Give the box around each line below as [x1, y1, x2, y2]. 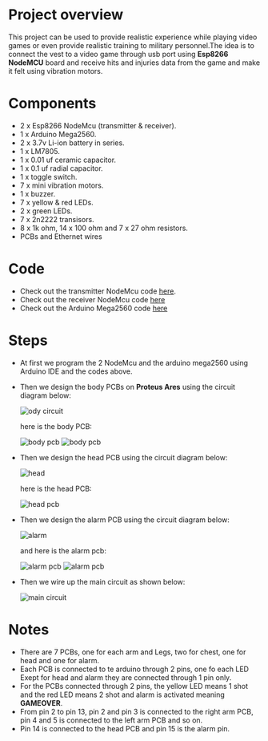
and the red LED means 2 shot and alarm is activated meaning [19, 690, 226, 699]
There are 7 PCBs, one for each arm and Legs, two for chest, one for [19, 647, 246, 657]
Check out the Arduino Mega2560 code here [19, 303, 168, 313]
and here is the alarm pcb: [19, 545, 106, 555]
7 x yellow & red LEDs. [19, 197, 94, 207]
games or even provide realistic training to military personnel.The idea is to [8, 40, 254, 50]
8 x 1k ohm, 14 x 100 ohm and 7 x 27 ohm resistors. [19, 223, 188, 233]
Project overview [8, 6, 124, 24]
